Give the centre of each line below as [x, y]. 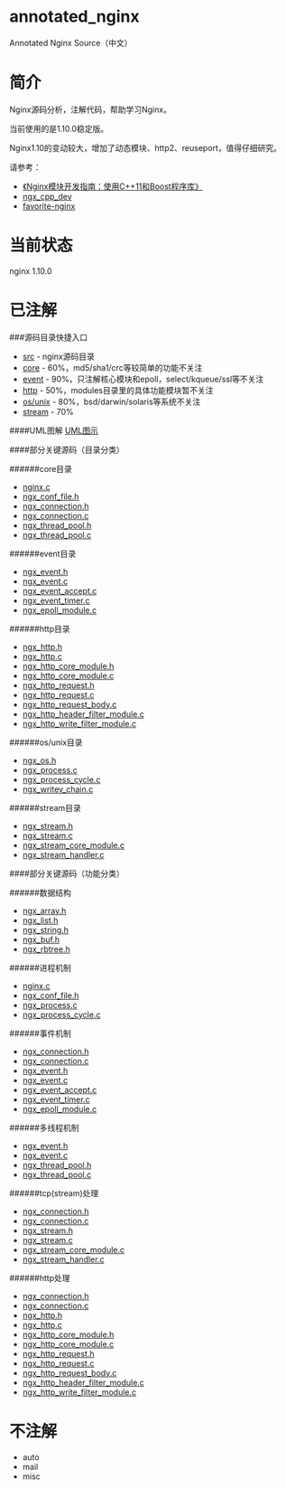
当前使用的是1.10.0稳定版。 [59, 128]
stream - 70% [48, 411]
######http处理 [40, 1277]
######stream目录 [45, 807]
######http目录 [40, 628]
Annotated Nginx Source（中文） [71, 42]
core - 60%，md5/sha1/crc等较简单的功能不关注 [112, 367]
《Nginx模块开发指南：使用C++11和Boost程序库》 [112, 186]
